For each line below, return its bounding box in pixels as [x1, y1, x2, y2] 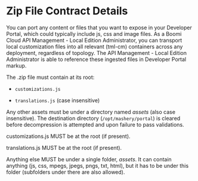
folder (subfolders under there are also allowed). [6, 168, 125, 176]
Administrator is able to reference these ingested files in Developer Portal [6, 56, 187, 63]
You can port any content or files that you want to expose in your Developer [6, 24, 192, 31]
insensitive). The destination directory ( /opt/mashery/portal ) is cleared [6, 115, 181, 122]
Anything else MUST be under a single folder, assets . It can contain [6, 155, 172, 162]
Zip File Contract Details [6, 4, 128, 18]
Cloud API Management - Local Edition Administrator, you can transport [6, 36, 182, 44]
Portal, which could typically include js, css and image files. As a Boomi [6, 30, 182, 37]
